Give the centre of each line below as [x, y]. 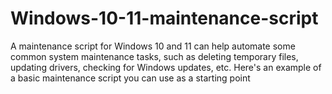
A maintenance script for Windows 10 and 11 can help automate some [153, 46]
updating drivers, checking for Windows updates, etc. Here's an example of [166, 67]
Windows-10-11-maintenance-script [164, 18]
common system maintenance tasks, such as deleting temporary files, [154, 56]
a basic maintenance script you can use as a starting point [130, 78]
